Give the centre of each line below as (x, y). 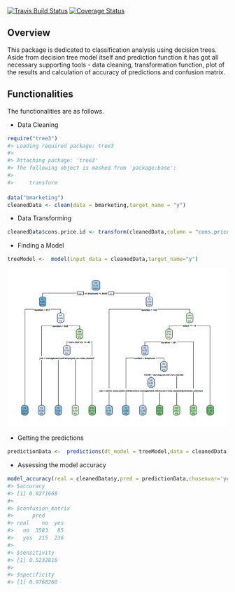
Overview (29, 33)
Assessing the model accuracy (62, 465)
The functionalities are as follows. (56, 111)
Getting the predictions (50, 438)
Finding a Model (41, 245)
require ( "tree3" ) (33, 138)
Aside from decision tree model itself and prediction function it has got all (113, 57)
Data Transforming (44, 218)
